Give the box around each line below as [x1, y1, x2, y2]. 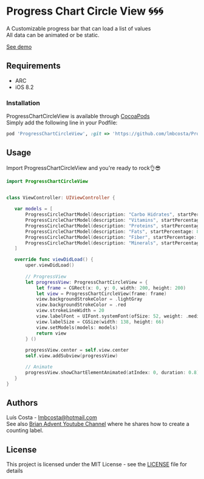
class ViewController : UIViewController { [6, 194, 115, 200]
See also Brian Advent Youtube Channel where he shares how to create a [6, 420, 189, 428]
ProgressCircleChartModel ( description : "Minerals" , [25, 239, 159, 246]
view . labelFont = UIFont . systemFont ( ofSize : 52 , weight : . [36, 313, 189, 319]
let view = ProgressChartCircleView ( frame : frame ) [36, 291, 167, 297]
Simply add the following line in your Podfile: [6, 119, 118, 126]
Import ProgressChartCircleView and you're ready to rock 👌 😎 [6, 164, 161, 171]
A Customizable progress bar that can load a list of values [6, 24, 151, 32]
